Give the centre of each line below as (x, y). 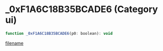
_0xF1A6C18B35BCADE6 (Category (81, 9)
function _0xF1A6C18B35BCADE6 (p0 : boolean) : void (59, 33)
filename (15, 43)
